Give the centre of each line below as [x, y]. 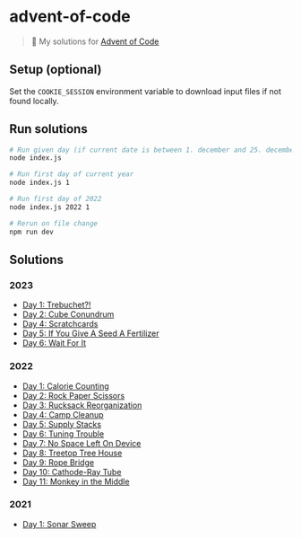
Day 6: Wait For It [54, 343]
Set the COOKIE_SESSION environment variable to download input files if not [146, 91]
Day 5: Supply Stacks [61, 424]
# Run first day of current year [72, 174]
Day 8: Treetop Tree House [72, 453]
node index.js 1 [39, 183]
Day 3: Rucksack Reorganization [82, 405]
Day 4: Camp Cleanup [63, 414]
